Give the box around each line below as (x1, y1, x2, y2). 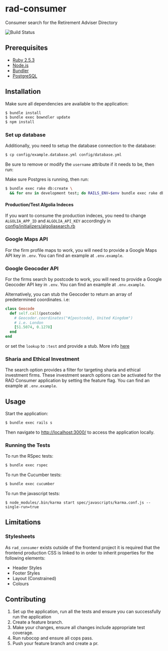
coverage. (12, 630, 33, 636)
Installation (5, 87, 41, 96)
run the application (12, 614, 51, 620)
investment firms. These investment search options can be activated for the (5, 372, 161, 378)
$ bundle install (5, 110, 41, 115)
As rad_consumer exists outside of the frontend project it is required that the (5, 544, 160, 550)
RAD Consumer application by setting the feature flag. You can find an (5, 378, 150, 384)
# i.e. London (14, 320, 43, 325)
